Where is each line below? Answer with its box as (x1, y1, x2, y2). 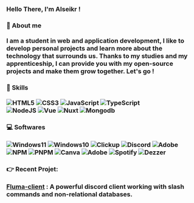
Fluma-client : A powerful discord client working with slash (6, 182, 184, 191)
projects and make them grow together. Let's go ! (6, 66, 154, 75)
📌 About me (6, 21, 41, 29)
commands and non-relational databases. (6, 190, 133, 198)
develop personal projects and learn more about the (6, 44, 163, 52)
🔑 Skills (6, 83, 29, 91)
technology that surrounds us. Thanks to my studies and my (6, 51, 188, 60)
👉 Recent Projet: (6, 165, 59, 173)
